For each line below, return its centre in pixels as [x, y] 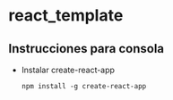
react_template [66, 16]
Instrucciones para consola [86, 49]
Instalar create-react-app [68, 70]
